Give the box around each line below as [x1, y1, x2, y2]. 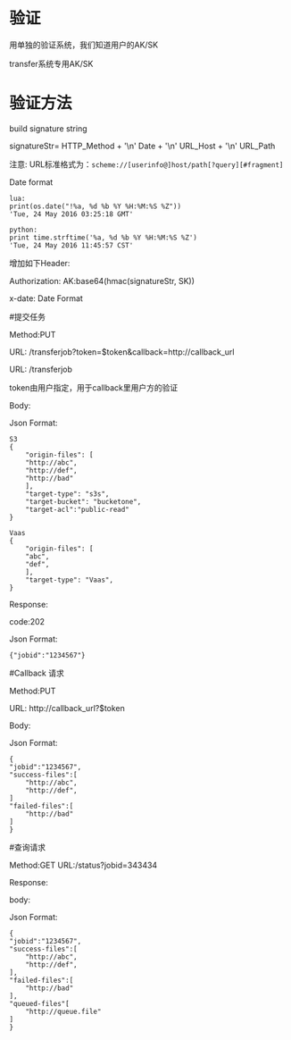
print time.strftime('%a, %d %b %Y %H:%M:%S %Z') [9, 233, 198, 242]
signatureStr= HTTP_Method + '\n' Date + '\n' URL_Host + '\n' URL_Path [9, 140, 276, 151]
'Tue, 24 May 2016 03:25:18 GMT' [9, 209, 134, 219]
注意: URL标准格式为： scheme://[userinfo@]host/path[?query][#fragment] [9, 158, 284, 170]
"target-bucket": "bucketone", [25, 497, 142, 506]
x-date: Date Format [9, 292, 83, 304]
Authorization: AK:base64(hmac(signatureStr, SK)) [9, 275, 195, 286]
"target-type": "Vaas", [25, 575, 114, 584]
